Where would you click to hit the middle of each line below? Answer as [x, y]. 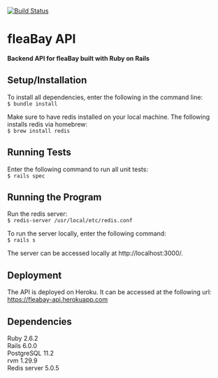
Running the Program [54, 197]
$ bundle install [32, 104]
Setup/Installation [47, 80]
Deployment [35, 275]
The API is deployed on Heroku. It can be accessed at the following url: [109, 292]
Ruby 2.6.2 [23, 338]
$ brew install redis [39, 131]
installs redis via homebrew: [48, 124]
